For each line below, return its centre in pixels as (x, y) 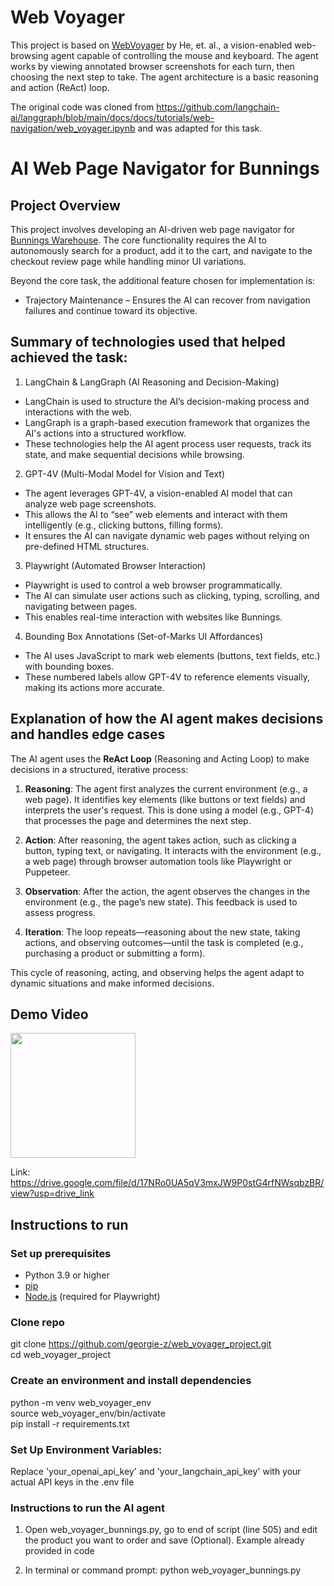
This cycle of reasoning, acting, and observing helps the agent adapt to (157, 972)
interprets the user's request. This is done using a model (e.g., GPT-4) (169, 810)
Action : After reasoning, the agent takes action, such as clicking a (160, 840)
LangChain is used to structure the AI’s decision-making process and (167, 401)
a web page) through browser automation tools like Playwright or (158, 861)
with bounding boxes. (69, 666)
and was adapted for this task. (200, 128)
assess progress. (60, 912)
